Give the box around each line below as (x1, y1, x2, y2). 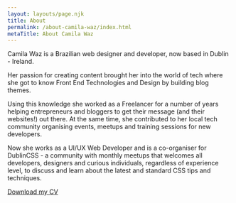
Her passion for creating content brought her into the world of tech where (7, 71, 223, 79)
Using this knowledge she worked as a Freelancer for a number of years (7, 100, 219, 109)
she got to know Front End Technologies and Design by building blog (7, 79, 210, 87)
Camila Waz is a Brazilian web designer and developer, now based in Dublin (7, 50, 229, 58)
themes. (7, 86, 31, 94)
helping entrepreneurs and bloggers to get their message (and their (7, 107, 205, 116)
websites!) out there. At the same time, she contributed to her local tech (7, 115, 218, 124)
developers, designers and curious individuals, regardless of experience (7, 159, 219, 168)
